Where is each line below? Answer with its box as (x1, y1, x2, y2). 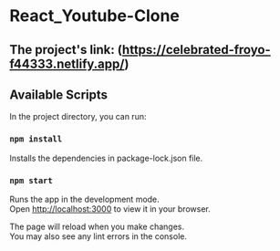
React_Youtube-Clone (9, 5, 181, 26)
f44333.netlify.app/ (9, 56, 125, 71)
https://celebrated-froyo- (121, 42, 271, 58)
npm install (9, 134, 63, 144)
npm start (9, 175, 53, 185)
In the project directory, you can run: (9, 111, 147, 122)
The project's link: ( (9, 42, 123, 58)
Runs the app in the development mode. (9, 193, 160, 204)
